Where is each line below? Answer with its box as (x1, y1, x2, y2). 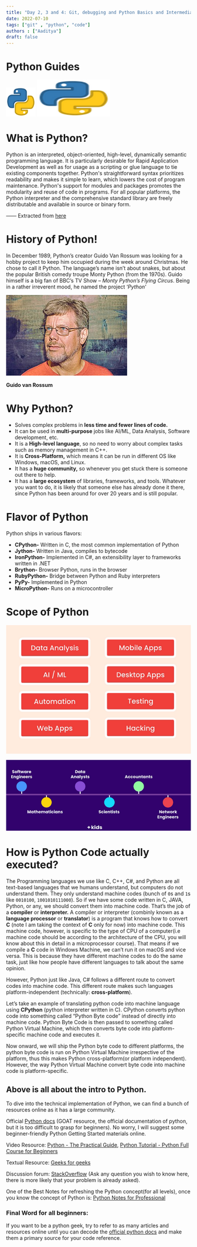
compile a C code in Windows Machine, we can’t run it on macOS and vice (6, 946, 186, 953)
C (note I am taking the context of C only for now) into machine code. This (6, 921, 185, 929)
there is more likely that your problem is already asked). (6, 1176, 141, 1184)
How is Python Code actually (6, 846, 150, 859)
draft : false (6, 34, 38, 40)
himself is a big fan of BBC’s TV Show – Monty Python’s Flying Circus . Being (6, 277, 190, 284)
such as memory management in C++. (14, 446, 107, 453)
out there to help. (14, 471, 57, 478)
